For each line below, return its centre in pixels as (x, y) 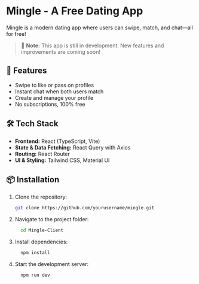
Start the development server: (52, 264)
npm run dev (35, 275)
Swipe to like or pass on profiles (54, 85)
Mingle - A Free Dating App (75, 11)
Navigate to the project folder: (52, 219)
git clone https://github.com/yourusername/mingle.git (85, 208)
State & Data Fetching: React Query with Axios (73, 147)
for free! (16, 33)
